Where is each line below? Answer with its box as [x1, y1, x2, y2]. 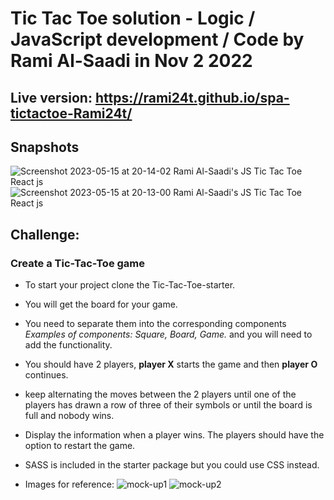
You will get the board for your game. [24, 298, 178, 311]
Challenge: [10, 226, 80, 243]
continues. [24, 369, 69, 381]
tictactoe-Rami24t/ [10, 105, 133, 122]
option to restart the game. [24, 440, 136, 452]
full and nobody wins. [24, 410, 115, 422]
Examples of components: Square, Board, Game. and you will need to [24, 328, 313, 341]
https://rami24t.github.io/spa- [94, 89, 290, 106]
